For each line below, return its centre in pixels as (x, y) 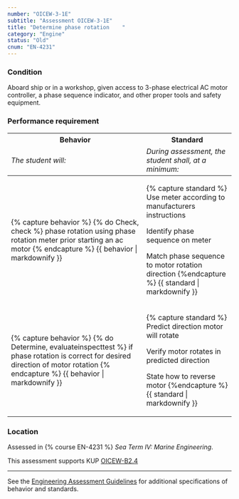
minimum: (163, 169)
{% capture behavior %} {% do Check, (75, 222)
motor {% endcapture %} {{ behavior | (74, 249)
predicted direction (178, 360)
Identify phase (170, 231)
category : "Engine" (36, 34)
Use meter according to (186, 197)
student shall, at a (176, 160)
